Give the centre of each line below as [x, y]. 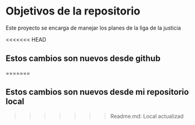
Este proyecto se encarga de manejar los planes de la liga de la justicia [93, 28]
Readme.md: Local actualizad [147, 116]
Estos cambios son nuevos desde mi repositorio [97, 92]
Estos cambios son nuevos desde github [83, 59]
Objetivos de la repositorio [73, 11]
